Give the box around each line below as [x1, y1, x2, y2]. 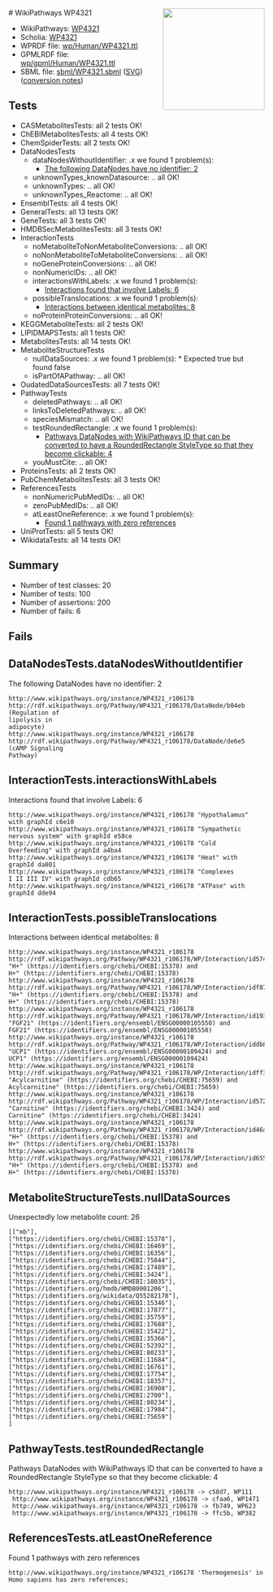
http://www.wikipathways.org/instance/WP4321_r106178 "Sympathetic [8, 825, 242, 833]
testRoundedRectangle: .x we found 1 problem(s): [32, 423, 197, 432]
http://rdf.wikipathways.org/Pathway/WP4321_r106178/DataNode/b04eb [8, 701, 245, 709]
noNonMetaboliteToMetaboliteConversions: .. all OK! [32, 249, 208, 259]
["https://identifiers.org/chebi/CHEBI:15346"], [8, 1299, 176, 1308]
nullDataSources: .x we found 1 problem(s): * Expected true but [32, 354, 244, 363]
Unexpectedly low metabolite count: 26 [8, 1212, 141, 1222]
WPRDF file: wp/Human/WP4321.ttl [19, 41, 138, 50]
